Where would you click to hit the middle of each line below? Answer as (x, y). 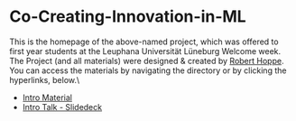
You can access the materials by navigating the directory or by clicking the (148, 70)
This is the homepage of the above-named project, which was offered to (144, 42)
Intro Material (47, 98)
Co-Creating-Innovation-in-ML (128, 17)
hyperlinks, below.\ (45, 79)
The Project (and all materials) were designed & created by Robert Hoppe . (147, 60)
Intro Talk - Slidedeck (62, 107)
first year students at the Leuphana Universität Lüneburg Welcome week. (145, 51)
